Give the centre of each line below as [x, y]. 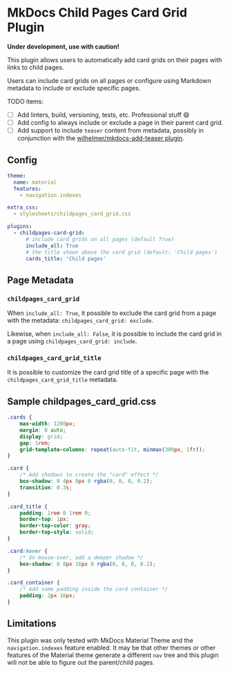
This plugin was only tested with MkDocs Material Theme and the [100, 640]
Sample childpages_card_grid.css [82, 401]
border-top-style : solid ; [57, 532]
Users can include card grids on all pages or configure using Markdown [109, 80]
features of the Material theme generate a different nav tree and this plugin [113, 655]
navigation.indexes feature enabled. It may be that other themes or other [112, 647]
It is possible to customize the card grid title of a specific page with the [108, 372]
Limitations [32, 624]
